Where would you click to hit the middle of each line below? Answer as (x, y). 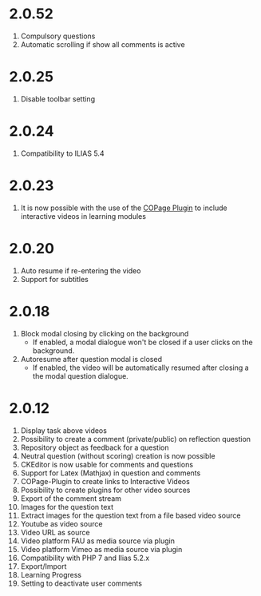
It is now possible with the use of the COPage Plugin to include (124, 208)
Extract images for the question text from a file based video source (130, 515)
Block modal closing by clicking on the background (105, 333)
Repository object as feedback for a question (95, 447)
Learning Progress (51, 574)
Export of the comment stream (71, 498)
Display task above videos (63, 430)
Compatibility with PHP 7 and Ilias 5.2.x (85, 558)
